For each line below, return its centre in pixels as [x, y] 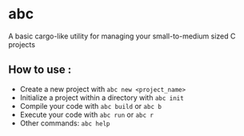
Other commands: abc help [65, 123]
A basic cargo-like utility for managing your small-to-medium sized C [122, 36]
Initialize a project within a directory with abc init [102, 98]
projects [22, 44]
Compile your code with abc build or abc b [91, 106]
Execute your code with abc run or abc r [87, 114]
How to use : [40, 70]
